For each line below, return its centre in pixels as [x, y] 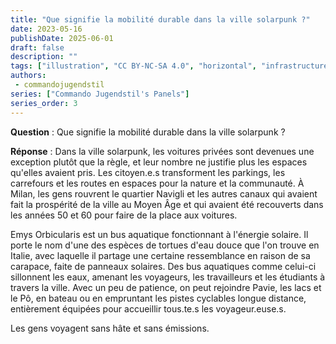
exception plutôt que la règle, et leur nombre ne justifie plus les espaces [159, 162]
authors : [28, 76]
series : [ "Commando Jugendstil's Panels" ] [100, 94]
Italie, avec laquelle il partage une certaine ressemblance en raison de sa [160, 255]
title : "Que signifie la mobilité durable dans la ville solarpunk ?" [160, 19]
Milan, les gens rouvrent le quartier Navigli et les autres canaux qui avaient [164, 193]
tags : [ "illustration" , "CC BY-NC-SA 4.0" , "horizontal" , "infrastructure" [171, 66]
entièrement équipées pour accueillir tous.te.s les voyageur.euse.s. [148, 308]
